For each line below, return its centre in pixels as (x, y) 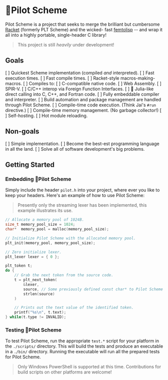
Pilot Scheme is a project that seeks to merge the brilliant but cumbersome (82, 24)
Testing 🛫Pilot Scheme (33, 330)
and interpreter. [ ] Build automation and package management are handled (83, 99)
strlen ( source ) (39, 294)
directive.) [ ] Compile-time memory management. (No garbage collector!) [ (83, 110)
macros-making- (138, 78)
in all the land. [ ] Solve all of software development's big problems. (75, 149)
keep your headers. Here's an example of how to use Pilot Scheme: (75, 196)
